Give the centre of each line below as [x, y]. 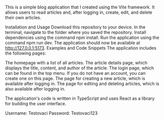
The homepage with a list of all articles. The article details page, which [76, 63]
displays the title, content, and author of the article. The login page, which [80, 68]
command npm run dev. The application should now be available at [73, 43]
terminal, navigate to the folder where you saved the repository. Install [76, 32]
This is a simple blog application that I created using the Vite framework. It [80, 7]
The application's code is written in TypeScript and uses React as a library [80, 98]
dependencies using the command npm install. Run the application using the [82, 37]
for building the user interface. [36, 104]
